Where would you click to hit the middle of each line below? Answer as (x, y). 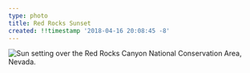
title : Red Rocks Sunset (50, 23)
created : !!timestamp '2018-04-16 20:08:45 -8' (89, 30)
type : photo (28, 16)
